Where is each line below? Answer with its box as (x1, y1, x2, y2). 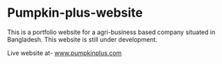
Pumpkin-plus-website (7, 5, 144, 21)
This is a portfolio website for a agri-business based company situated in (7, 28, 216, 36)
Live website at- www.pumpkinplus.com (7, 49, 122, 57)
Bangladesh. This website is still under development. (7, 35, 157, 43)
